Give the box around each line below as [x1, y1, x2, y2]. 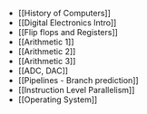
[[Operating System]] [17, 94, 98, 105]
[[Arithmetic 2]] [17, 46, 76, 57]
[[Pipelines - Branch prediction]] [17, 75, 139, 85]
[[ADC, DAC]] [17, 65, 69, 76]
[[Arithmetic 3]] [17, 56, 76, 66]
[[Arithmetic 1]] [17, 36, 74, 47]
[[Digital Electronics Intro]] [17, 17, 117, 28]
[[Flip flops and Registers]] [17, 27, 118, 37]
